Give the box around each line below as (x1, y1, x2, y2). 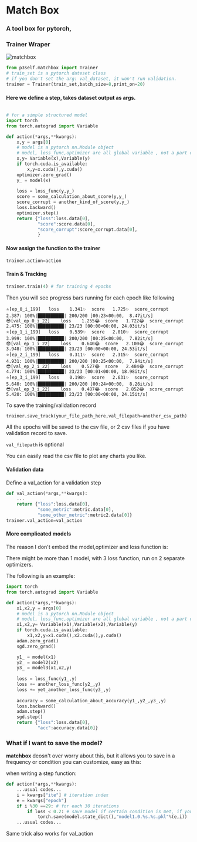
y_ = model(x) (16, 177, 51, 183)
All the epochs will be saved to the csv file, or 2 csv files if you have (6, 423, 170, 430)
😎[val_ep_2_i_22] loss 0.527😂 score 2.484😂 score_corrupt (6, 363, 184, 369)
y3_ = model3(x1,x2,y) (16, 665, 72, 671)
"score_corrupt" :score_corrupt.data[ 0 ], (37, 227, 138, 233)
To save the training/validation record (6, 402, 97, 409)
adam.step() (16, 709, 46, 715)
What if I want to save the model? (6, 739, 103, 747)
